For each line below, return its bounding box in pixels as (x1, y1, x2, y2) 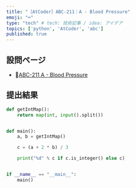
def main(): (6, 128, 36, 134)
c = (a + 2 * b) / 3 (17, 145, 69, 151)
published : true (6, 31, 47, 37)
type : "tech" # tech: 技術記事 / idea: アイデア (6, 20, 123, 26)
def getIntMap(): (6, 106, 50, 112)
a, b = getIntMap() (17, 133, 66, 140)
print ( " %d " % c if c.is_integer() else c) (17, 156, 125, 162)
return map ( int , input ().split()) (17, 112, 104, 118)
